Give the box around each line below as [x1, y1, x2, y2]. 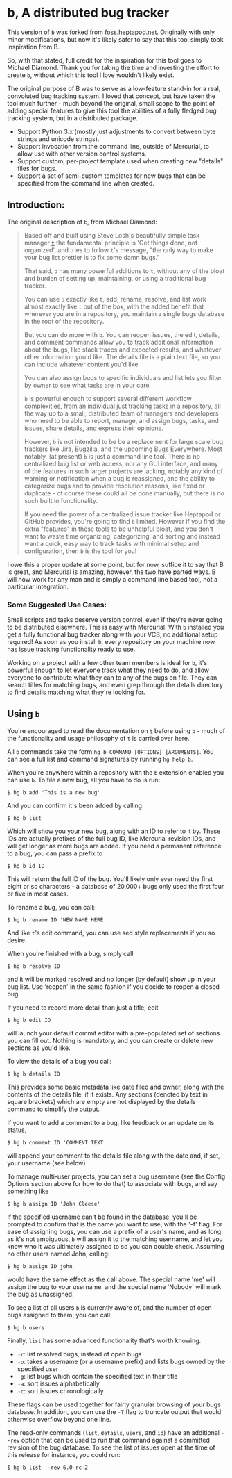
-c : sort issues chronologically [17, 1386, 104, 1395]
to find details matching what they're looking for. [7, 688, 145, 696]
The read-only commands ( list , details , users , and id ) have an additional [7, 1428, 220, 1436]
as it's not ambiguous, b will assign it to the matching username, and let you [7, 1235, 223, 1243]
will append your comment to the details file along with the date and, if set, [7, 1151, 220, 1160]
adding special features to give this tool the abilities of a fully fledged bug [7, 106, 217, 115]
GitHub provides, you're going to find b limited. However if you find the [24, 517, 226, 525]
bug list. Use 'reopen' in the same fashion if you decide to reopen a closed [7, 982, 220, 991]
